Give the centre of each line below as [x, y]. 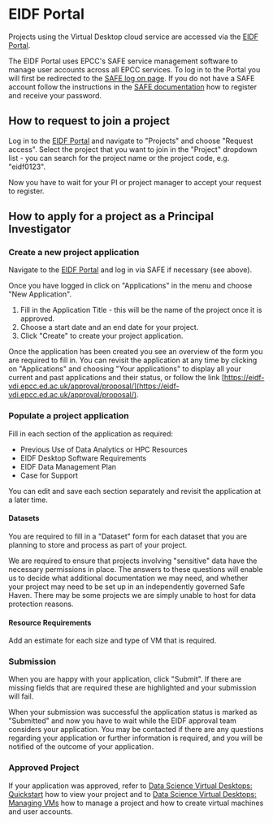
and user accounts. [41, 811]
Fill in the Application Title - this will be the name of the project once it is [141, 310]
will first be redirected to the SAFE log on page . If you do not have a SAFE [132, 78]
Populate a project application [69, 416]
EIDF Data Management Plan [68, 466]
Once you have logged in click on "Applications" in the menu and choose [130, 286]
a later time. [28, 500]
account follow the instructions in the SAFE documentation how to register [133, 87]
